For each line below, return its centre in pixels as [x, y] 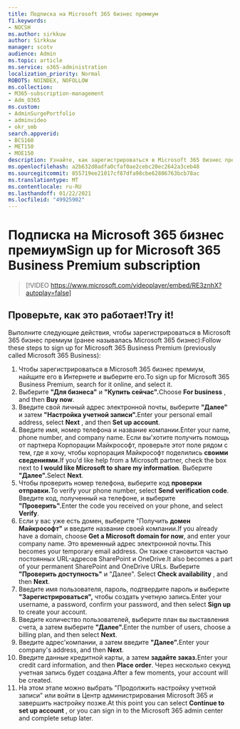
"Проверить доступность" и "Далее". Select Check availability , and [123, 574]
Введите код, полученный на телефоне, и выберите [97, 498]
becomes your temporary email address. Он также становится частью [123, 551]
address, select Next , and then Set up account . [89, 422]
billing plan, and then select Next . [68, 634]
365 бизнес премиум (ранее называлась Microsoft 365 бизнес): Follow [115, 340]
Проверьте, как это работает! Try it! [91, 315]
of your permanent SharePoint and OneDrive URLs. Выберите [109, 566]
